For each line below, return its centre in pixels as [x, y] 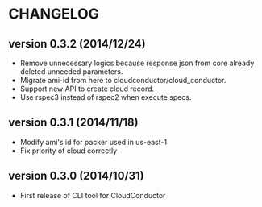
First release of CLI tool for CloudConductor [93, 195]
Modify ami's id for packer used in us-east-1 [94, 142]
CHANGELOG [54, 14]
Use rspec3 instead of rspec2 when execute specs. [106, 97]
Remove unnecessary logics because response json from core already [137, 63]
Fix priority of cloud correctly [69, 151]
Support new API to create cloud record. [87, 89]
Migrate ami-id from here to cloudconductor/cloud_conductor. [123, 80]
